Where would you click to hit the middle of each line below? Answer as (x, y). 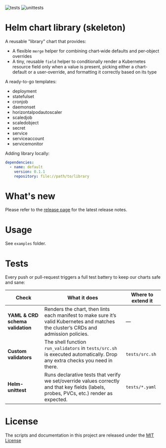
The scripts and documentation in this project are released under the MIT (80, 435)
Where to (142, 295)
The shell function (65, 342)
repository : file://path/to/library (52, 176)
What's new (30, 196)
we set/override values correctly (82, 381)
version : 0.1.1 (30, 172)
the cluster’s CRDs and (71, 328)
